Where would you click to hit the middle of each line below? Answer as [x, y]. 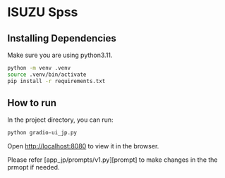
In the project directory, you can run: [60, 120]
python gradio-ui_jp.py [42, 133]
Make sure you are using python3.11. [60, 55]
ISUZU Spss [43, 12]
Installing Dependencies [62, 38]
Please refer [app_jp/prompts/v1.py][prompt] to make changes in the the [112, 160]
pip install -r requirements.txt [56, 81]
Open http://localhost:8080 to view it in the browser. [83, 146]
